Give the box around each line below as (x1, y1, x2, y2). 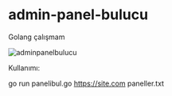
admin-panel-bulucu (8, 6, 149, 24)
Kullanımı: (8, 62, 41, 73)
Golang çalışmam (8, 32, 65, 42)
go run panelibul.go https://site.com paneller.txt (8, 78, 165, 88)
